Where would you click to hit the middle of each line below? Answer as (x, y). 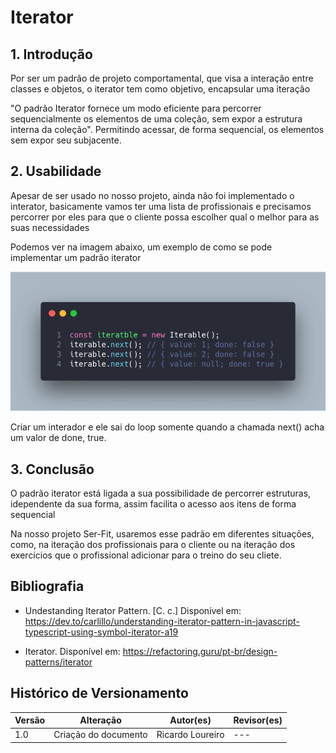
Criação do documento (100, 735)
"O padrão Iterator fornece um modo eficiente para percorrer (136, 108)
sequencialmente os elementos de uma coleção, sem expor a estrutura (156, 119)
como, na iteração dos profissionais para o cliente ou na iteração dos (153, 544)
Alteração (100, 720)
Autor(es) (190, 720)
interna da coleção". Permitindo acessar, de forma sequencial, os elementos (167, 129)
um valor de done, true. (58, 438)
